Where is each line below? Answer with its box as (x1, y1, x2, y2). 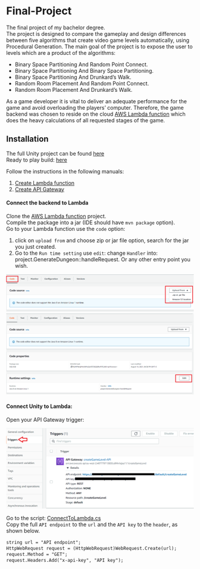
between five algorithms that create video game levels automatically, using (6, 36, 189, 44)
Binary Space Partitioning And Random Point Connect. (14, 61, 148, 68)
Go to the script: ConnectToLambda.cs (6, 514, 101, 521)
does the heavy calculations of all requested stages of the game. (6, 116, 165, 123)
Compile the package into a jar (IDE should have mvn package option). (6, 219, 176, 226)
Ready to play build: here (6, 156, 67, 163)
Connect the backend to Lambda (6, 199, 89, 206)
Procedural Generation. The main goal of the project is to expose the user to (6, 43, 193, 50)
